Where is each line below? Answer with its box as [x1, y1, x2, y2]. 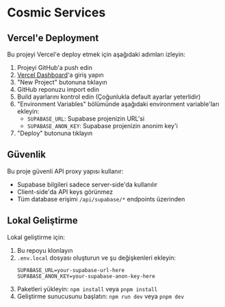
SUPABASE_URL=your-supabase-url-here [16, 267, 125, 273]
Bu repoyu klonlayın [16, 246, 73, 254]
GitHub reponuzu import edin [16, 86, 100, 93]
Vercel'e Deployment [7, 32, 99, 44]
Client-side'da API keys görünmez [16, 187, 114, 196]
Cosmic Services [7, 5, 106, 21]
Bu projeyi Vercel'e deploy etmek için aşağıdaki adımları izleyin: [7, 50, 186, 58]
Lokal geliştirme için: [7, 233, 66, 241]
